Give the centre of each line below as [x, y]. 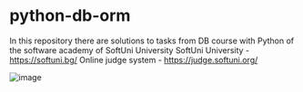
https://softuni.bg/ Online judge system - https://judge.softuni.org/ [134, 60]
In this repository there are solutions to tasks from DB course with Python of [152, 41]
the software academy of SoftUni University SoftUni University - [130, 50]
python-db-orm [70, 16]
